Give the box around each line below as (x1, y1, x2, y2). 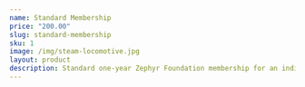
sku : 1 (9, 38, 34, 48)
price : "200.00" (9, 22, 71, 31)
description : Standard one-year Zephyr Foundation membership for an (9, 64, 279, 73)
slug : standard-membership (9, 30, 112, 39)
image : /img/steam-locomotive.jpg (9, 47, 141, 56)
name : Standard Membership (9, 13, 112, 23)
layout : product (9, 55, 71, 64)
